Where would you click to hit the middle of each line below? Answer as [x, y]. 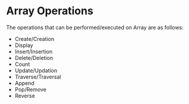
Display [24, 45]
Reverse [25, 96]
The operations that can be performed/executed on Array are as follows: [95, 27]
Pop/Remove [30, 89]
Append [24, 83]
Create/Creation [34, 39]
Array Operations [50, 11]
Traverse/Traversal [38, 77]
